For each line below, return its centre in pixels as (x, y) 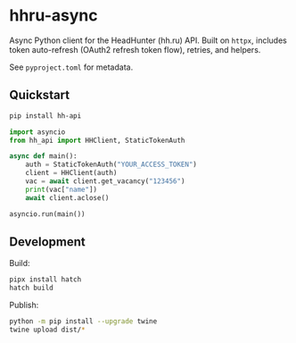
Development (48, 242)
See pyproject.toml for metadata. (71, 67)
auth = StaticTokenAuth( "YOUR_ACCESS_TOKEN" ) (111, 165)
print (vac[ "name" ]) (62, 189)
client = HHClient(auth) (71, 173)
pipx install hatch (45, 280)
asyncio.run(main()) (48, 214)
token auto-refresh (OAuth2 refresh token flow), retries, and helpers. (135, 49)
